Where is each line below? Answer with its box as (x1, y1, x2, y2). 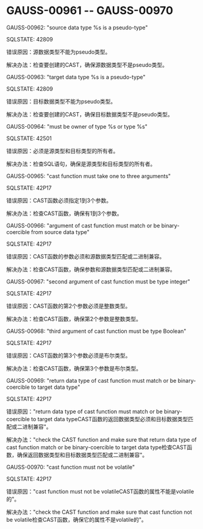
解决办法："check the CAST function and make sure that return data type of (6, 436, 197, 443)
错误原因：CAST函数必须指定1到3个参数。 (6, 196, 112, 204)
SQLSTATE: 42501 (6, 135, 52, 142)
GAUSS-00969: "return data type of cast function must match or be (6, 377, 177, 384)
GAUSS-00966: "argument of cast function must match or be (6, 222, 160, 229)
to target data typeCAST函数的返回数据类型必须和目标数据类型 (31, 415, 188, 422)
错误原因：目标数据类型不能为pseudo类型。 (6, 98, 116, 105)
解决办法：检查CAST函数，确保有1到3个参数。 (6, 210, 123, 217)
